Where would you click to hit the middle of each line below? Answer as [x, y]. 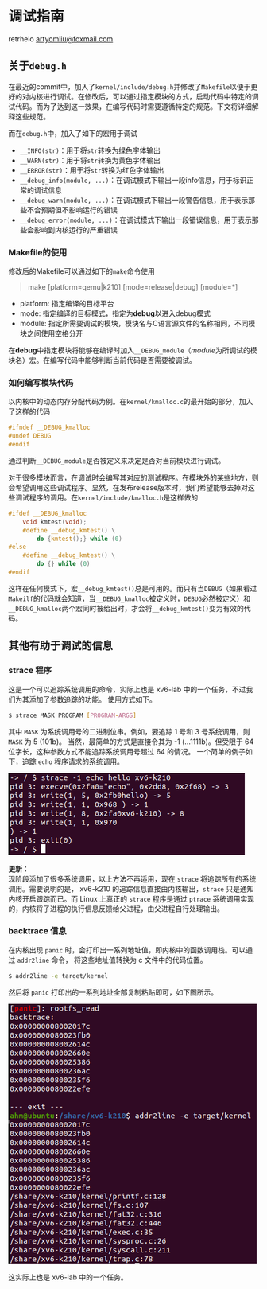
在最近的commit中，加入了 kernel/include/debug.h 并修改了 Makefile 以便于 [130, 86]
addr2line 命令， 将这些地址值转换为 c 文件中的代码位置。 [112, 960]
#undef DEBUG [30, 436]
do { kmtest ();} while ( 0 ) [80, 539]
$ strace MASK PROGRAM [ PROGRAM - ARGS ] [72, 715]
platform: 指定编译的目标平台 [67, 304]
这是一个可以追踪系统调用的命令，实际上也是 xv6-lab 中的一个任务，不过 [127, 689]
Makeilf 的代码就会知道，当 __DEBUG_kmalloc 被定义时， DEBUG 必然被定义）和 [130, 598]
